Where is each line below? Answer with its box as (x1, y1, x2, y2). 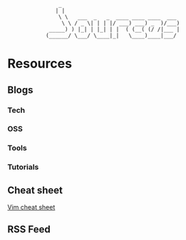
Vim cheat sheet (7, 203, 56, 212)
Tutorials (7, 162, 39, 172)
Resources (7, 55, 73, 72)
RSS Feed (7, 224, 51, 236)
